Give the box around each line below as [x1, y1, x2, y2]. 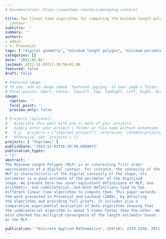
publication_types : [5, 148, 45, 153]
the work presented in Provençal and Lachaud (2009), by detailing [5, 194, 147, 200]
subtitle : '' [5, 25, 32, 30]
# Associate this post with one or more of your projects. [5, 121, 134, 126]
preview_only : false [9, 107, 52, 112]
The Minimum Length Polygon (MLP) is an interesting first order [5, 162, 142, 167]
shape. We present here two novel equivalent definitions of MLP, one [5, 180, 154, 185]
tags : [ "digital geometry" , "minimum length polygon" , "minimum [5, 48, 142, 53]
